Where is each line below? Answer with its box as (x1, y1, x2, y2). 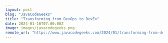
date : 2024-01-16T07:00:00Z (5, 21, 64, 26)
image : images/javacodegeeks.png (5, 26, 75, 31)
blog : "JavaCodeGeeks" (5, 12, 52, 17)
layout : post (5, 7, 32, 12)
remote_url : (5, 30, 30, 35)
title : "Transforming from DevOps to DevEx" (5, 16, 99, 21)
